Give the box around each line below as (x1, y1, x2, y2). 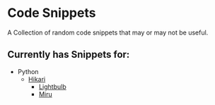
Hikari (28, 75, 46, 83)
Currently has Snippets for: (7, 49, 130, 61)
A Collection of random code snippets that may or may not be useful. (7, 28, 209, 37)
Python (17, 67, 39, 75)
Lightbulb (38, 82, 66, 91)
